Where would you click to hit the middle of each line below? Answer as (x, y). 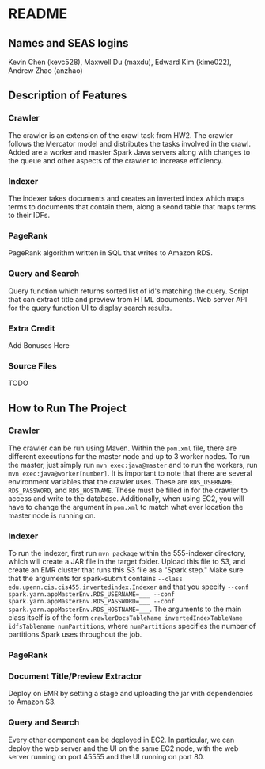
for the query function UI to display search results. (90, 308)
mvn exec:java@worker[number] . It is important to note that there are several (130, 473)
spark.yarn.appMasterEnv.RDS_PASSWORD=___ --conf (92, 602)
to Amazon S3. (32, 702)
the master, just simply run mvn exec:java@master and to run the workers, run (133, 465)
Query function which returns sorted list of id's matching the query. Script (129, 291)
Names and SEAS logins (68, 43)
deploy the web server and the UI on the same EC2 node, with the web (123, 748)
